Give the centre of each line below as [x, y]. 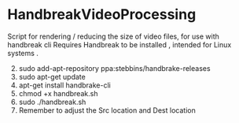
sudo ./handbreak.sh [52, 102]
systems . [23, 53]
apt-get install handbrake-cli [64, 85]
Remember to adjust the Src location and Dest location [107, 110]
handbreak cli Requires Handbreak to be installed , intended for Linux [119, 44]
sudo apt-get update [52, 76]
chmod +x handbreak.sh [58, 93]
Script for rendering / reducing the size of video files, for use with [113, 36]
